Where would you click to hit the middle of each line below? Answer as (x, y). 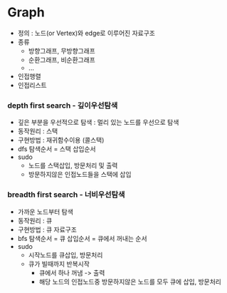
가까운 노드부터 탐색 (45, 212)
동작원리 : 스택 (38, 131)
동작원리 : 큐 (35, 220)
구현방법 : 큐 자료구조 (47, 230)
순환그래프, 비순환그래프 (62, 60)
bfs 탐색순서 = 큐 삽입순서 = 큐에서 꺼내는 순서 (82, 238)
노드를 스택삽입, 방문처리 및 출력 (73, 165)
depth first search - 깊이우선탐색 (63, 106)
